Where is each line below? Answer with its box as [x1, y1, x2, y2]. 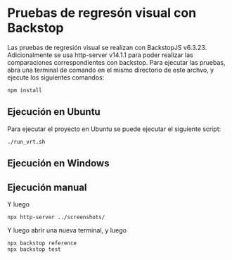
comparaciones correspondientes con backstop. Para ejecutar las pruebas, [7, 58, 226, 66]
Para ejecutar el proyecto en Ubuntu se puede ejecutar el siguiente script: [7, 125, 221, 133]
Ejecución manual [7, 181, 87, 193]
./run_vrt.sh [7, 138, 46, 145]
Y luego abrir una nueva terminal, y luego [7, 225, 127, 234]
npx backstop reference [7, 240, 77, 247]
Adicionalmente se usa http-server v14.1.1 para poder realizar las [7, 51, 193, 59]
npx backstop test [7, 245, 61, 253]
